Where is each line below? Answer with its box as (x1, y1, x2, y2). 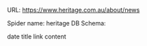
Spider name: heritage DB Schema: (7, 19, 106, 27)
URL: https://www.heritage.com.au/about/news (7, 6, 140, 14)
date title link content (7, 32, 66, 41)
